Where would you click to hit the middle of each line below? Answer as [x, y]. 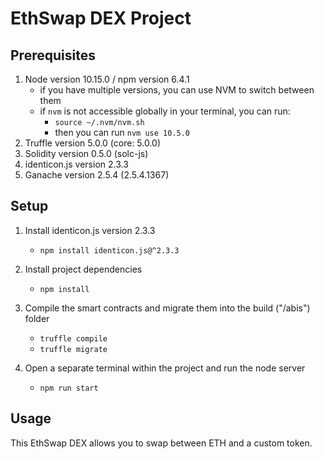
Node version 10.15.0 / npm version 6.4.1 [107, 79]
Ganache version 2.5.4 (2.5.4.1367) [97, 175]
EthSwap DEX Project [101, 18]
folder [37, 318]
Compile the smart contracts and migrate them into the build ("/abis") [167, 308]
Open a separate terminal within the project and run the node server [165, 368]
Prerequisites [53, 55]
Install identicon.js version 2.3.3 [90, 230]
